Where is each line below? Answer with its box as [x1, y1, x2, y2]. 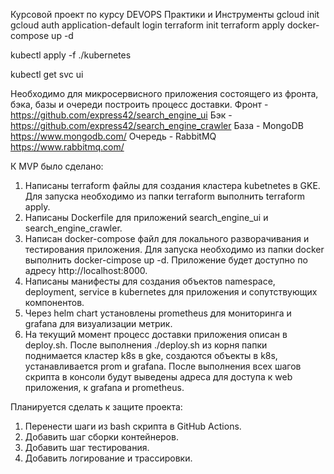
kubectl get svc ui [10, 69, 84, 80]
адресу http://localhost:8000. [24, 265, 148, 276]
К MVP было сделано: [10, 160, 104, 172]
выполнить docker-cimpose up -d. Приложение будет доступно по [24, 254, 308, 266]
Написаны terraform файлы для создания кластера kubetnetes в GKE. [24, 180, 321, 191]
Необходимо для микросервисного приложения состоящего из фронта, [10, 88, 319, 99]
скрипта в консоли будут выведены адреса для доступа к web [24, 371, 293, 383]
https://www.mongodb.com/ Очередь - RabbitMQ [10, 130, 217, 142]
